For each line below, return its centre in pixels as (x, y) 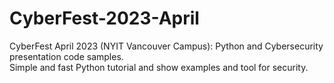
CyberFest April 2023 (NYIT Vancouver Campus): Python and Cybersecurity (166, 46)
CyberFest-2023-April (104, 18)
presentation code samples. (66, 56)
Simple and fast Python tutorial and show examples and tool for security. (159, 67)
